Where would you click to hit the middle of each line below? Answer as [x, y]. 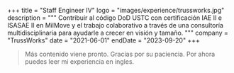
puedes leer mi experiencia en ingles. [79, 62]
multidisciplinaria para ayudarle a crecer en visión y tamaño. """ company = [118, 33]
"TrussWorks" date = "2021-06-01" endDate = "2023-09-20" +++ [104, 40]
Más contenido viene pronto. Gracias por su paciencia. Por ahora [120, 54]
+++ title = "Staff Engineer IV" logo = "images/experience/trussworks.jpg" [116, 10]
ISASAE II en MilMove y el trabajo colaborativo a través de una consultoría [115, 25]
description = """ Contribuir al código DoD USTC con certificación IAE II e [115, 18]
